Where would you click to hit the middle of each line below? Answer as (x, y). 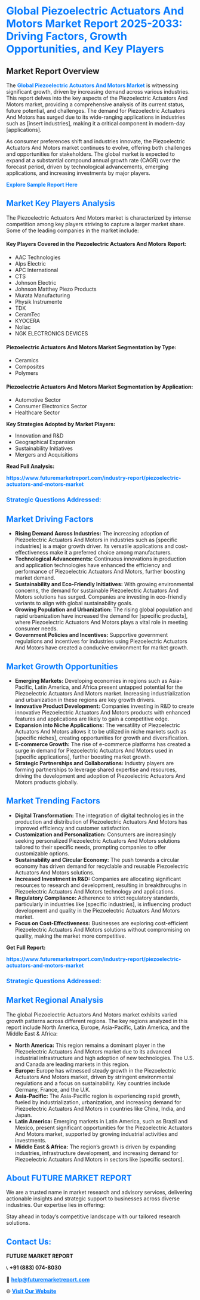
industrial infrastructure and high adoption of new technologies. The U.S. (104, 1058)
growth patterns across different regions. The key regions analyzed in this (97, 1021)
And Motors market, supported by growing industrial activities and (96, 1134)
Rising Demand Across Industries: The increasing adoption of (92, 534)
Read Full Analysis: (30, 466)
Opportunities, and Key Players (85, 49)
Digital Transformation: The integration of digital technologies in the (99, 815)
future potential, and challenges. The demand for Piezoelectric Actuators (96, 111)
